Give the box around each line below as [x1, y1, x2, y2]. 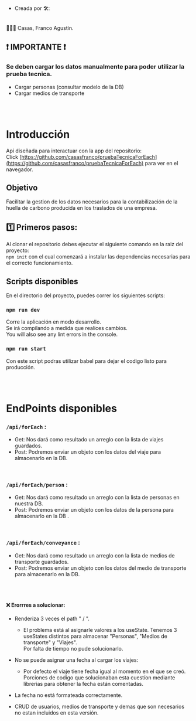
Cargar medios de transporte [14, 90, 85, 97]
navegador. [6, 166, 33, 173]
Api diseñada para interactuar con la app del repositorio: [6, 147, 142, 154]
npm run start [6, 345, 46, 352]
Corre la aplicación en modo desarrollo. [6, 318, 101, 325]
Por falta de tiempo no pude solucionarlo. [23, 645, 123, 652]
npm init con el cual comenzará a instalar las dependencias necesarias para [6, 253, 191, 260]
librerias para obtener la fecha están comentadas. [23, 680, 143, 687]
